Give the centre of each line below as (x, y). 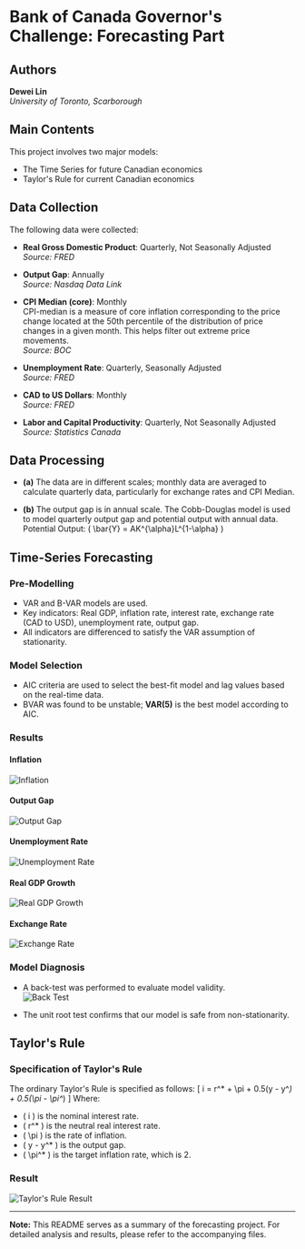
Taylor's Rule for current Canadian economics (108, 178)
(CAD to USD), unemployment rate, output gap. (111, 623)
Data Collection (54, 208)
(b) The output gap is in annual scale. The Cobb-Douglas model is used (156, 509)
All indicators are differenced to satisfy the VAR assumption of (139, 632)
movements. (46, 340)
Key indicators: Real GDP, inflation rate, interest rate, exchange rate (148, 613)
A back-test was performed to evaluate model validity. (124, 987)
